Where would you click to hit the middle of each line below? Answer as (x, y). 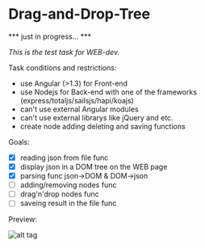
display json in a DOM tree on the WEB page (94, 167)
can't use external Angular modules (79, 109)
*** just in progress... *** (50, 36)
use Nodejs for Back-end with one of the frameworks (109, 92)
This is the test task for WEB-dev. (64, 52)
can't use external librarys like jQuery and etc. (96, 117)
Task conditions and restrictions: (63, 67)
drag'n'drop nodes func (59, 194)
